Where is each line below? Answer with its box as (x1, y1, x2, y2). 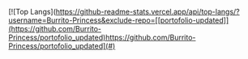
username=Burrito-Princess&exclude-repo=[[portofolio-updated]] (8, 15, 229, 25)
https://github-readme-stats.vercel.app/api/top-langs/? (55, 7, 241, 16)
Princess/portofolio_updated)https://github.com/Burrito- (8, 32, 196, 42)
